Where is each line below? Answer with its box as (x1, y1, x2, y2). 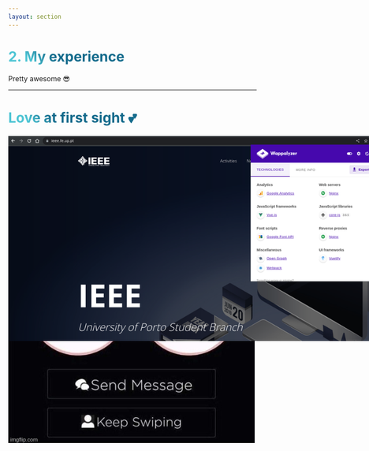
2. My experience (8, 47, 125, 65)
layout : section (8, 13, 61, 20)
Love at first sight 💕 (8, 109, 137, 126)
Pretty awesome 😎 (8, 73, 71, 83)
